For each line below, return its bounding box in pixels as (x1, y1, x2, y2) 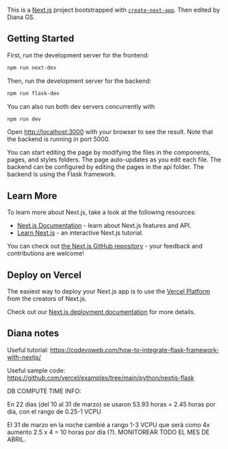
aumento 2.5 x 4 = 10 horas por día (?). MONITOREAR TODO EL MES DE (7, 428, 210, 436)
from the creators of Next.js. (7, 294, 87, 303)
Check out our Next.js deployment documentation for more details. (7, 308, 196, 316)
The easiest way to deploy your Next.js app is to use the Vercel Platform (7, 287, 211, 296)
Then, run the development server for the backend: (7, 77, 152, 85)
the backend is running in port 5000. (7, 135, 110, 143)
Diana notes (7, 328, 60, 339)
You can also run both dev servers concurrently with (7, 102, 155, 110)
